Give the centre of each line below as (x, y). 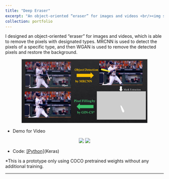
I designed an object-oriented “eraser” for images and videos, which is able (83, 36)
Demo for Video (29, 131)
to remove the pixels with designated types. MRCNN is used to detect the (81, 42)
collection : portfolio (29, 21)
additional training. (24, 166)
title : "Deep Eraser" (28, 11)
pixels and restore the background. (41, 52)
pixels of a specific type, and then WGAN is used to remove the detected (81, 47)
